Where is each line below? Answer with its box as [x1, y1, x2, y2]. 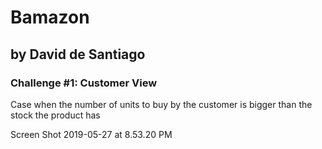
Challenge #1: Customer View [10, 76, 158, 90]
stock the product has [10, 109, 101, 121]
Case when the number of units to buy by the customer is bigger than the [10, 98, 313, 110]
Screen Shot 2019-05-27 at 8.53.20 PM [10, 128, 173, 140]
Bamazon [10, 6, 90, 29]
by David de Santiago [10, 46, 146, 63]
